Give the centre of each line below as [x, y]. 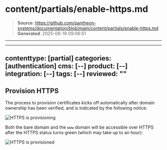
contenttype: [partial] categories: [58, 58]
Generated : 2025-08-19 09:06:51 [51, 33]
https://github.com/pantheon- [66, 23]
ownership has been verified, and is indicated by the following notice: [76, 108]
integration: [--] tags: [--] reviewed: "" [66, 74]
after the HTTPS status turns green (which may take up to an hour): [74, 133]
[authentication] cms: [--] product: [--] [66, 66]
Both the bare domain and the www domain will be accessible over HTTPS [80, 127]
